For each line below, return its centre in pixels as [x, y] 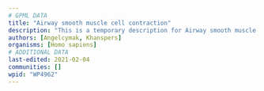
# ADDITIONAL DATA [38, 52]
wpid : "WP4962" [33, 74]
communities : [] [35, 67]
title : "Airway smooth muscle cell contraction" [90, 23]
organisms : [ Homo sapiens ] [53, 45]
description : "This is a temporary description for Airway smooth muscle [132, 30]
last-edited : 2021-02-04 [49, 60]
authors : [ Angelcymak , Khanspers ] [65, 38]
